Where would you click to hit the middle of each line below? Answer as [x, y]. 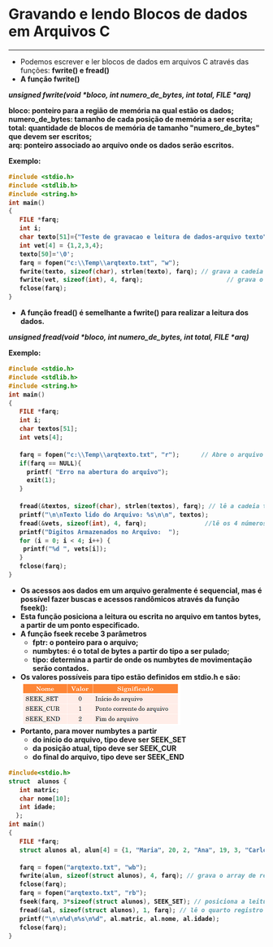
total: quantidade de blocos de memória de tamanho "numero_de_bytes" [134, 128]
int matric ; [39, 790]
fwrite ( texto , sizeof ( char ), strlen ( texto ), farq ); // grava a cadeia [141, 271]
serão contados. [61, 668]
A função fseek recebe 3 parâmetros [84, 634]
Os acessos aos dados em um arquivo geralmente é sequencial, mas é [141, 590]
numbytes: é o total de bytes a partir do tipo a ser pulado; [131, 651]
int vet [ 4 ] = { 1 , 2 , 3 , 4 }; [61, 245]
